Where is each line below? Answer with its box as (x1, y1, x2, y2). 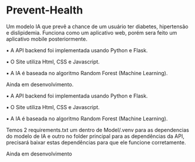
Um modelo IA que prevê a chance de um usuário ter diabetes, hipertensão (6, 23, 189, 30)
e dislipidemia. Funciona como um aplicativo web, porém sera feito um (6, 29, 177, 36)
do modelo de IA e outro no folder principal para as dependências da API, (6, 133, 184, 140)
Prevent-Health (6, 4, 84, 17)
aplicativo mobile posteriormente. (6, 35, 88, 42)
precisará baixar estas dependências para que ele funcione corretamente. (6, 139, 186, 146)
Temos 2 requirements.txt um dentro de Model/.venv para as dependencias (6, 126, 190, 133)
